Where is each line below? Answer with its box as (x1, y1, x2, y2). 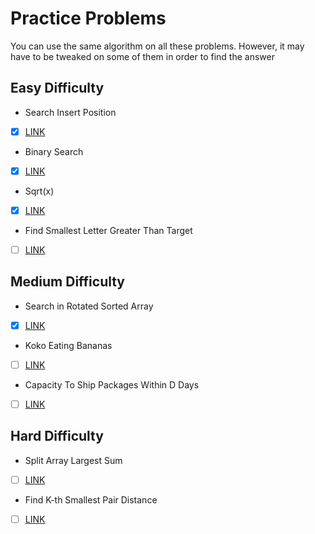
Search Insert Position (24, 106, 117, 118)
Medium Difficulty (10, 273, 126, 291)
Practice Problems (10, 7, 167, 30)
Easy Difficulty (10, 80, 105, 97)
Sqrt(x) (24, 185, 55, 197)
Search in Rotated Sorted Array (24, 300, 154, 312)
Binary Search (24, 145, 84, 157)
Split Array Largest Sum (24, 454, 123, 466)
